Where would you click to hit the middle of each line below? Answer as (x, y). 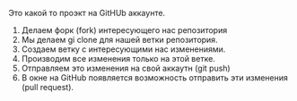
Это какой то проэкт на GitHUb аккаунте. (87, 13)
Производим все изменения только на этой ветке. (118, 59)
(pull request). (47, 87)
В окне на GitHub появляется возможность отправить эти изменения (155, 78)
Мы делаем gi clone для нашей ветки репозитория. (119, 40)
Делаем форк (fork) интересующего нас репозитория (124, 30)
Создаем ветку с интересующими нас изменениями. (123, 49)
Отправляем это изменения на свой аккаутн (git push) (126, 68)
